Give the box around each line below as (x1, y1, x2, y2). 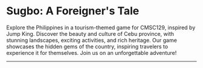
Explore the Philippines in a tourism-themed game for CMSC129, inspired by (6, 24, 196, 31)
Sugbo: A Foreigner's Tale (6, 4, 140, 18)
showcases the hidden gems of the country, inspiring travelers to (6, 43, 168, 50)
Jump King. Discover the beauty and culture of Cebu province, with (6, 30, 174, 37)
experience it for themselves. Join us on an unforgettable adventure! (6, 49, 177, 56)
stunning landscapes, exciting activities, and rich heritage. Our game (6, 36, 177, 44)
